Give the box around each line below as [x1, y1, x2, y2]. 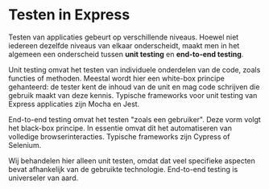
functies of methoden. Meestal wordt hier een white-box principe [8, 73, 226, 83]
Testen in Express [8, 6, 130, 24]
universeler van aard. [8, 173, 79, 183]
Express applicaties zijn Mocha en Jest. [8, 99, 140, 109]
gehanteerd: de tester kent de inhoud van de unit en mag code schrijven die [8, 82, 260, 92]
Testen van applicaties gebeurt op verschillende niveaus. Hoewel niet [8, 32, 239, 42]
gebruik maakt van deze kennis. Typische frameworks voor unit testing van [8, 90, 258, 100]
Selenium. [8, 140, 42, 150]
